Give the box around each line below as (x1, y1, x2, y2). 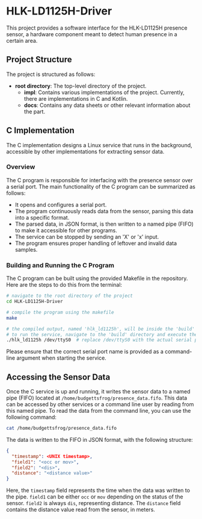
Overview (6, 163, 35, 171)
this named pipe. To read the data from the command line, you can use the (6, 407, 191, 415)
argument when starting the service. (16, 354, 106, 361)
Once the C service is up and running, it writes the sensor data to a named (6, 388, 191, 395)
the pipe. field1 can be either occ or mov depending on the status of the (6, 493, 183, 500)
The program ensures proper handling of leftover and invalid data (14, 240, 177, 247)
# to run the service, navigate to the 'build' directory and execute (6, 331, 187, 337)
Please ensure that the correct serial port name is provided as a (6, 348, 164, 355)
